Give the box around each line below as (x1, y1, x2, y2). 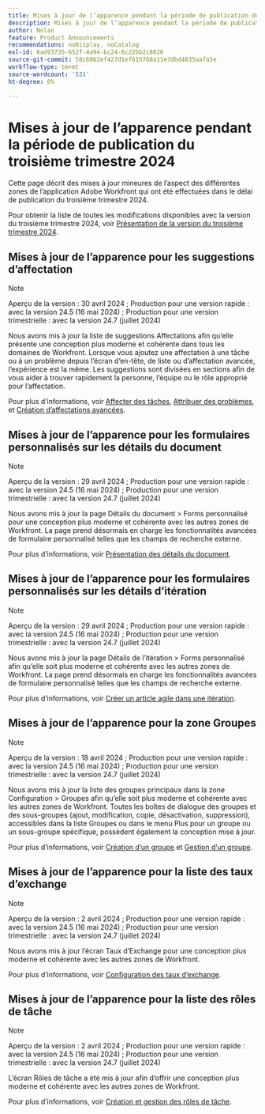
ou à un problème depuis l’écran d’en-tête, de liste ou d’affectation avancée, (8, 357, 256, 366)
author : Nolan (8, 26, 55, 34)
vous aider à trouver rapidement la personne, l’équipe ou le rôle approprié (8, 373, 248, 383)
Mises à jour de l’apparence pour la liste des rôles (8, 992, 256, 1006)
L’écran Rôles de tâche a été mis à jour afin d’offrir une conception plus (8, 1073, 240, 1083)
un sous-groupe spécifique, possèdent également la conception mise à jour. (8, 827, 256, 836)
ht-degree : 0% (8, 77, 55, 85)
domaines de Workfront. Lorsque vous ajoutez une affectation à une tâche (8, 348, 250, 357)
